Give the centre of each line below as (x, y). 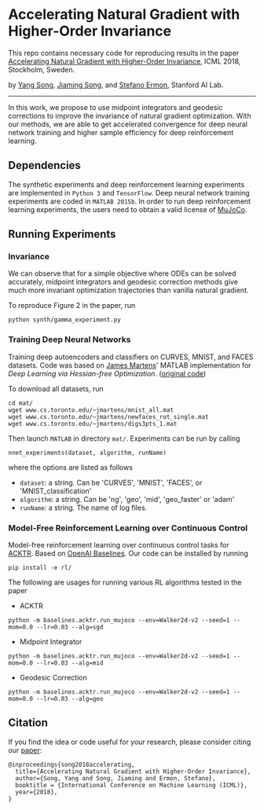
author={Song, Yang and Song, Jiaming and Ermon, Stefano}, (115, 778)
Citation (28, 723)
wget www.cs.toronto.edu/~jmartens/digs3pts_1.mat (93, 423)
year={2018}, (37, 792)
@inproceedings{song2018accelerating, (71, 764)
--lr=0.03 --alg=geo (70, 699)
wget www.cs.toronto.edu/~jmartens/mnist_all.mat (91, 410)
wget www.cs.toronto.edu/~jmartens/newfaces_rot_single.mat (109, 417)
